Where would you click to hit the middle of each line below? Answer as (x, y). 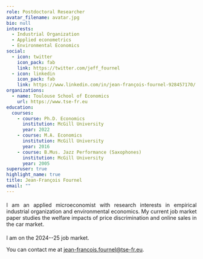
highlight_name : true (34, 175)
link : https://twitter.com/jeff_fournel (69, 68)
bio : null (19, 23)
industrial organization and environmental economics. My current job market (101, 211)
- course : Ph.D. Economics (51, 118)
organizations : (25, 91)
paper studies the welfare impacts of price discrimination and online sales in (101, 217)
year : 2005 (36, 164)
